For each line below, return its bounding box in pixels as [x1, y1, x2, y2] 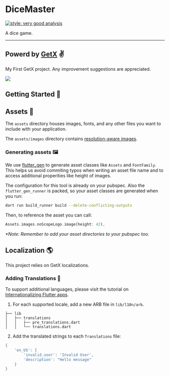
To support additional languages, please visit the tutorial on [5, 286, 129, 292]
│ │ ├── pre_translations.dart [5, 320, 80, 325]
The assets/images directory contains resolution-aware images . [5, 135, 138, 142]
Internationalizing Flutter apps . [5, 292, 69, 298]
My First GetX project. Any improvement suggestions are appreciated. [5, 66, 151, 72]
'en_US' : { [14, 347, 37, 353]
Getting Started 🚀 [5, 90, 61, 99]
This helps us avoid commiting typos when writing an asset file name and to [5, 168, 163, 174]
